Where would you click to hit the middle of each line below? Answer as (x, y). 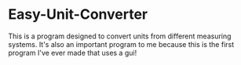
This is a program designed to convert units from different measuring (120, 36)
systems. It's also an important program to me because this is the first (121, 44)
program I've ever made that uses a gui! (73, 52)
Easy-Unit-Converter (78, 14)
